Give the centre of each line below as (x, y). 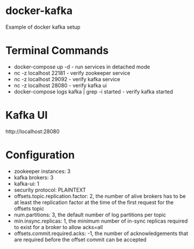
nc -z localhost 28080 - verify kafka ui (60, 85)
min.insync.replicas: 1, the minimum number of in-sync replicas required (101, 221)
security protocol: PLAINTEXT (50, 190)
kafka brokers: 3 (34, 177)
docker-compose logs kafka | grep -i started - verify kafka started (93, 91)
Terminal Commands (57, 51)
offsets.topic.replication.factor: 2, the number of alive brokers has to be (100, 196)
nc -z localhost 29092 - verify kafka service (67, 79)
